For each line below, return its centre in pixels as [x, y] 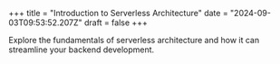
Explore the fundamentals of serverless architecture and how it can [134, 40]
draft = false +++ [116, 23]
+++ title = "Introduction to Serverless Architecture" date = [118, 13]
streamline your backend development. [82, 50]
